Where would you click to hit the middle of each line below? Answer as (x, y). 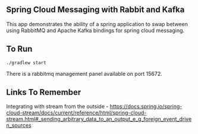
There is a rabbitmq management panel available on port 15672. (84, 74)
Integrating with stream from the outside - (57, 107)
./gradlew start (26, 63)
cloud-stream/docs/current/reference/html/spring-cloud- (76, 113)
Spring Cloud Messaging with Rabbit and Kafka (95, 10)
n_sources (19, 125)
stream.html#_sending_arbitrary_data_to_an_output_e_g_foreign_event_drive (99, 119)
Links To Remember (44, 92)
